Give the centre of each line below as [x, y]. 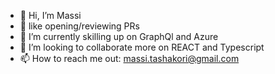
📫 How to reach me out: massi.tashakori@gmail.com [129, 58]
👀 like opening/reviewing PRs [79, 26]
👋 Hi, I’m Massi [50, 15]
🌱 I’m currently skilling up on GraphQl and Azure [119, 36]
